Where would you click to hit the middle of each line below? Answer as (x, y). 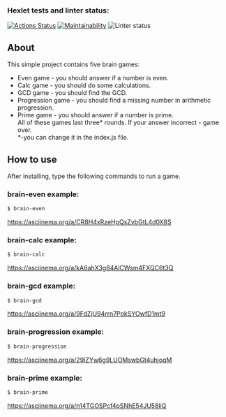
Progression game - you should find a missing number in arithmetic (114, 101)
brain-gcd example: (41, 286)
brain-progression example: (56, 332)
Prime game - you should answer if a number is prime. (96, 115)
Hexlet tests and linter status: (58, 10)
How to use (32, 159)
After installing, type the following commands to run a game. (94, 176)
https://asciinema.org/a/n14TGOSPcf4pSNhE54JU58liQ (87, 405)
